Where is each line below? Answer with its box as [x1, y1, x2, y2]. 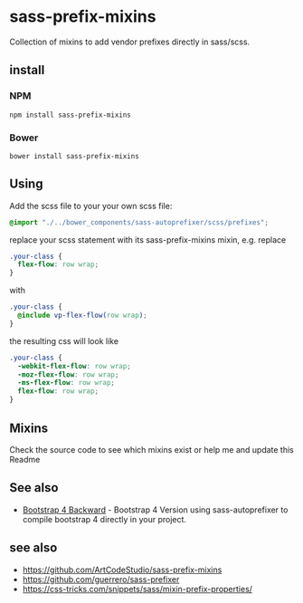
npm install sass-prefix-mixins [9, 110, 131, 120]
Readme [9, 454, 41, 464]
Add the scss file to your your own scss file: [9, 200, 173, 211]
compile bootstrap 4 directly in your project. [22, 513, 187, 524]
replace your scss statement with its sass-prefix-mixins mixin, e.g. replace [9, 234, 287, 245]
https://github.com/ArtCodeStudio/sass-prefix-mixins [22, 564, 223, 575]
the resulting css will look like [9, 335, 119, 346]
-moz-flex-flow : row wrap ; [17, 369, 119, 379]
